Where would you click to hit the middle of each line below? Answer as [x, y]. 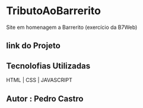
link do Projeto [33, 46]
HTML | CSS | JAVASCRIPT [39, 80]
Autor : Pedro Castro [45, 99]
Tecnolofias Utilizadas [48, 66]
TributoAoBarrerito [53, 11]
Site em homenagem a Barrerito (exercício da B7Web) [72, 27]
